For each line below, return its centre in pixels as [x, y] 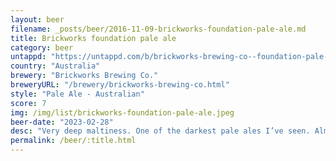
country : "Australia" [55, 66]
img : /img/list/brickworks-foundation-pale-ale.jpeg [122, 112]
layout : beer [37, 19]
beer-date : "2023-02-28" [62, 122]
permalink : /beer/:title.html [73, 141]
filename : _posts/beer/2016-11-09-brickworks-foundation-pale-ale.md [158, 29]
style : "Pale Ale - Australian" [77, 94]
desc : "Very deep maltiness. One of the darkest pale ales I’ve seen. [160, 131]
